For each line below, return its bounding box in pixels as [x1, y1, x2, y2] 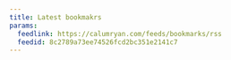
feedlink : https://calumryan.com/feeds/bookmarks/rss [17, 29, 222, 38]
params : [9, 21, 38, 30]
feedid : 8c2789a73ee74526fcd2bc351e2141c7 [17, 37, 178, 47]
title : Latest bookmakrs [9, 12, 102, 22]
